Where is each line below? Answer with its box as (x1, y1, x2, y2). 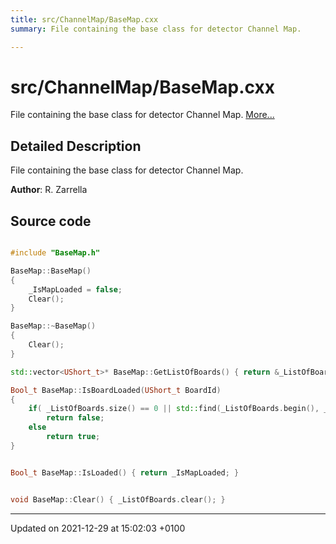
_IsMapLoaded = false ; (28, 284, 123, 295)
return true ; (46, 432, 101, 442)
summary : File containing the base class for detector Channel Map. (10, 24, 302, 34)
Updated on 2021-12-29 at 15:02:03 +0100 (10, 522, 186, 534)
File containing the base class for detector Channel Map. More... (10, 109, 275, 121)
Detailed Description (10, 137, 142, 155)
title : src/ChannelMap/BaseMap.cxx (10, 14, 159, 25)
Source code (10, 212, 92, 230)
